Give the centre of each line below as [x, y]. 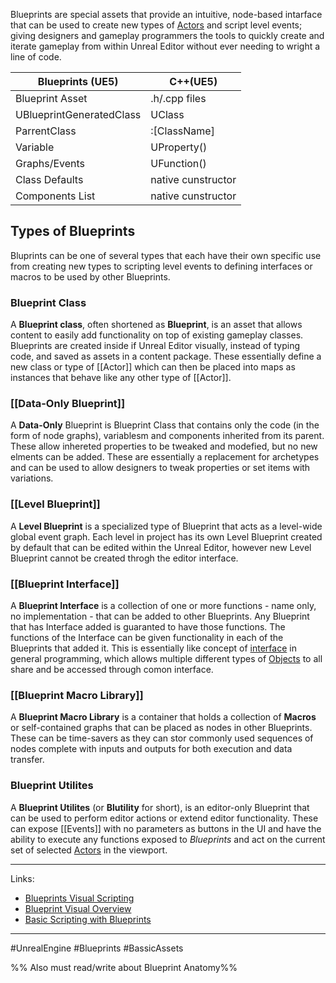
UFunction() [178, 163]
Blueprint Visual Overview [78, 908]
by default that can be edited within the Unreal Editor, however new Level [161, 547]
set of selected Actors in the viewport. [89, 850]
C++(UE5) [193, 81]
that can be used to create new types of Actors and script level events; [156, 25]
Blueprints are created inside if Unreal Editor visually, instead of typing [155, 346]
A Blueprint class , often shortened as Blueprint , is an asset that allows [156, 325]
